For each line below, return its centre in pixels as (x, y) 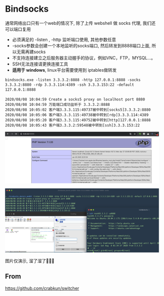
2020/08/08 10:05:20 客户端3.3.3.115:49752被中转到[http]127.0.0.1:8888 (78, 120)
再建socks (35, 52)
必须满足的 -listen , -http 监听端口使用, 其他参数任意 (64, 39)
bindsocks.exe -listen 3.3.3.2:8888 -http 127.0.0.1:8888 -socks (73, 80)
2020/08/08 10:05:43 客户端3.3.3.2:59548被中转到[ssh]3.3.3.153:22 (72, 125)
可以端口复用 (18, 29)
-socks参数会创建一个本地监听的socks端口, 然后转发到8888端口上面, (81, 45)
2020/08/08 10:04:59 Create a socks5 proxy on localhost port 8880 (75, 99)
